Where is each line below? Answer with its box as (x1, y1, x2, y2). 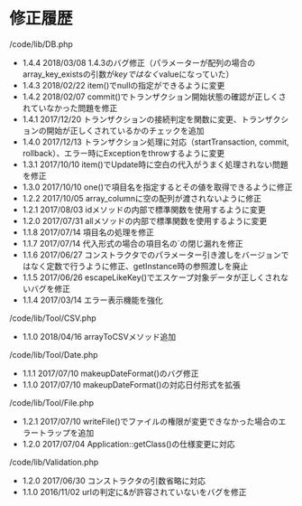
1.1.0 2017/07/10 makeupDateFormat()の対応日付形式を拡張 (22, 379, 242, 389)
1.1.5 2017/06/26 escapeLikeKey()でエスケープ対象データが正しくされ (22, 272, 281, 283)
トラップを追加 (38, 426, 95, 438)
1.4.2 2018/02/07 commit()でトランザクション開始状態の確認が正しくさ (22, 91, 287, 102)
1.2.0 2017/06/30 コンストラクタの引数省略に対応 (22, 475, 206, 486)
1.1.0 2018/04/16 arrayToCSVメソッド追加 (22, 331, 177, 342)
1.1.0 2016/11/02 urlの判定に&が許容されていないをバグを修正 (22, 486, 247, 497)
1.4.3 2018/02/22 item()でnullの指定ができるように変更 (22, 80, 225, 90)
